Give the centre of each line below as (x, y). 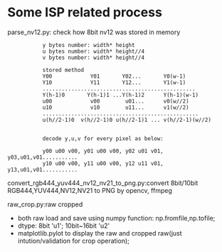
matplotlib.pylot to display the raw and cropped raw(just (100, 233)
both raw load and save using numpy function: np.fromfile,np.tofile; (116, 218)
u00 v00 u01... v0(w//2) (116, 101)
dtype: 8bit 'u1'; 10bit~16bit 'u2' (64, 226)
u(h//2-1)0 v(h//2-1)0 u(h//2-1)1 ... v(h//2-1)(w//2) (127, 120)
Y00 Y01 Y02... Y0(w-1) (114, 76)
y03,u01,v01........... (43, 157)
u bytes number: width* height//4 (93, 51)
